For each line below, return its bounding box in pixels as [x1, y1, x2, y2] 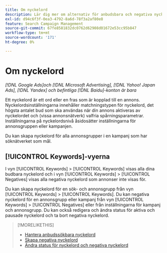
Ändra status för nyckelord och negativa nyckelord [24, 242, 128, 248]
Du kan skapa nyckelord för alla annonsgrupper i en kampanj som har [5, 133, 148, 139]
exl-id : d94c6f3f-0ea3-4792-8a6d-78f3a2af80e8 [5, 16, 103, 21]
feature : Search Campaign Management [5, 21, 83, 26]
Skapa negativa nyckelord [24, 237, 78, 243]
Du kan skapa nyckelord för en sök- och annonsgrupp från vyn [5, 186, 134, 192]
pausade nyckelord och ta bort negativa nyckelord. [5, 212, 109, 218]
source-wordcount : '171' [5, 35, 57, 40]
